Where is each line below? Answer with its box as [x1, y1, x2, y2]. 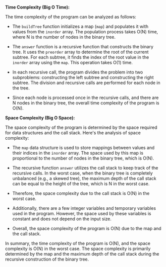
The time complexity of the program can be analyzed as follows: [5, 14, 136, 19]
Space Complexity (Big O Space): [5, 115, 75, 121]
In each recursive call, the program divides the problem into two [12, 69, 143, 75]
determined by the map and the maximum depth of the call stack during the [5, 251, 160, 257]
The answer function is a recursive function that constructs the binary [12, 44, 154, 49]
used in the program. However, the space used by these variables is [12, 211, 151, 216]
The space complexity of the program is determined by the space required [5, 124, 158, 130]
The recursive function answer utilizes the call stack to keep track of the [12, 165, 159, 171]
